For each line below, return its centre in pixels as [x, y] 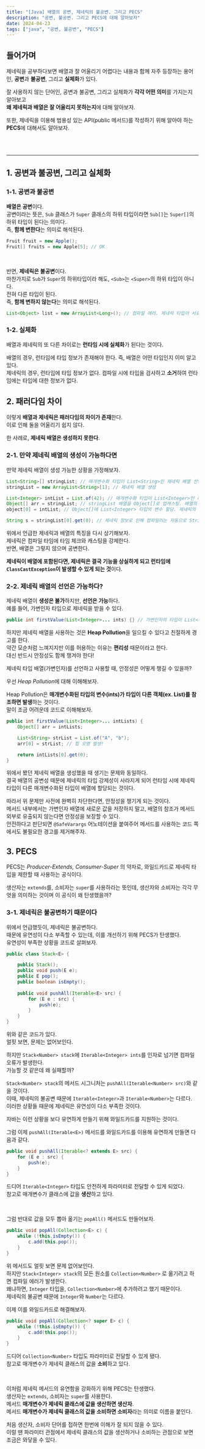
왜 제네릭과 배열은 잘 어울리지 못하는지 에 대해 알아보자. [71, 107]
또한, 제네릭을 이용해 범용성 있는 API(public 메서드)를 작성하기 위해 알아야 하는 [100, 120]
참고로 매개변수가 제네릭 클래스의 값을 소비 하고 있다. [68, 1364]
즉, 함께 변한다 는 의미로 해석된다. [45, 229]
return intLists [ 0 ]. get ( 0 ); [53, 755]
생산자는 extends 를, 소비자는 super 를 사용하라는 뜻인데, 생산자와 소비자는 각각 [99, 888]
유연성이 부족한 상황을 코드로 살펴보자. [52, 942]
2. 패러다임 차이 [34, 402]
